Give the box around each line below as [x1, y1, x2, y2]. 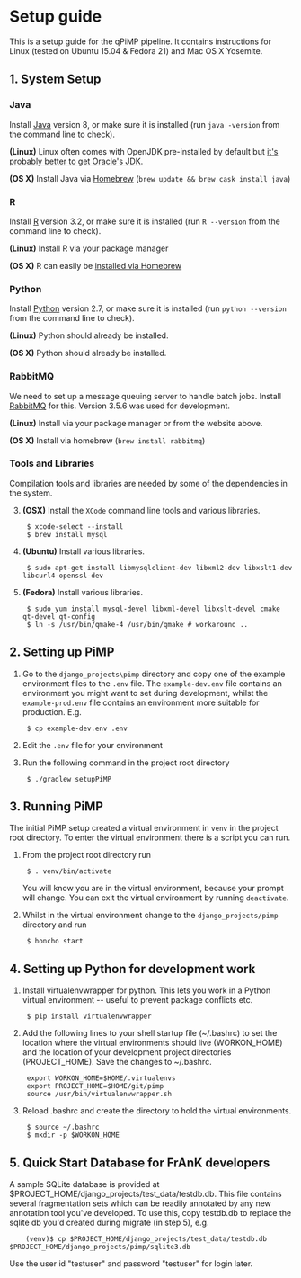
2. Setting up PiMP [9, 645, 115, 660]
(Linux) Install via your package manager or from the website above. [9, 417, 263, 428]
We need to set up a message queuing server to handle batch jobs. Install [9, 390, 281, 401]
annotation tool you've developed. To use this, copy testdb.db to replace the [9, 1208, 292, 1219]
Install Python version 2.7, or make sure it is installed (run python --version [9, 303, 288, 314]
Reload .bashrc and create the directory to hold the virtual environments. [22, 1105, 292, 1116]
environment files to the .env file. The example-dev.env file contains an [22, 677, 283, 689]
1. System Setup [9, 72, 102, 87]
